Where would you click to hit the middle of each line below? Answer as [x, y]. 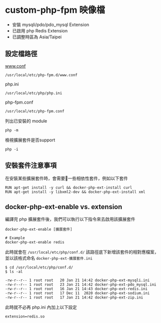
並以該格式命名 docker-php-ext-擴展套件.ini [49, 258]
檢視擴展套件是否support [30, 140]
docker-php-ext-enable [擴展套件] [39, 229]
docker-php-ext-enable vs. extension [64, 207]
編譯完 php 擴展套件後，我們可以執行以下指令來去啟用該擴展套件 [70, 219]
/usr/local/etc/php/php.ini [34, 93]
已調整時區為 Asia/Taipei [37, 37]
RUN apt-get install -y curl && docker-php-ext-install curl [69, 188]
